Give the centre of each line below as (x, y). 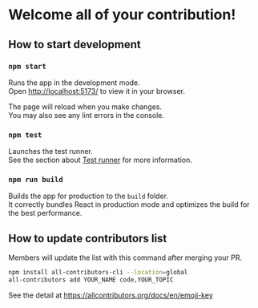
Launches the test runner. (51, 152)
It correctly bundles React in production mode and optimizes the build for (129, 205)
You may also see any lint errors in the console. (86, 115)
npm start (27, 66)
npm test (25, 135)
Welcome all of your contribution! (122, 15)
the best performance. (45, 213)
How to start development (75, 45)
